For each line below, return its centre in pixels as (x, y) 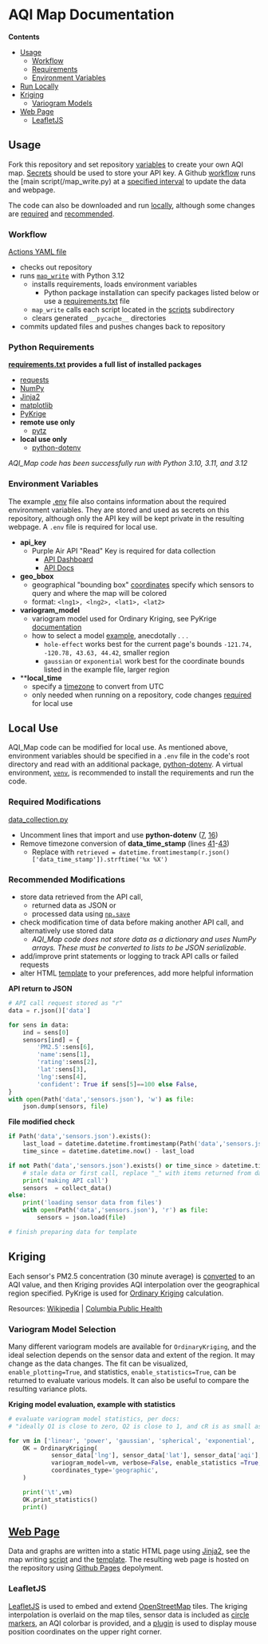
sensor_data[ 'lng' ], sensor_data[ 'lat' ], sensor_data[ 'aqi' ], (156, 1456)
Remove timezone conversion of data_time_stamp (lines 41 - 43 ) (124, 843)
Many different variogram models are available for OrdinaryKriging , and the (132, 1346)
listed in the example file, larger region (106, 669)
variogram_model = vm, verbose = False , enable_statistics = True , (156, 1463)
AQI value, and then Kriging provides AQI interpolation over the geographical (134, 1284)
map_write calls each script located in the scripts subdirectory (133, 309)
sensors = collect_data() (67, 1188)
